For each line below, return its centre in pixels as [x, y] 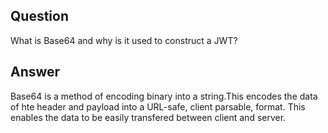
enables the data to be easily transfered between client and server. [148, 117]
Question [39, 16]
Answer [35, 72]
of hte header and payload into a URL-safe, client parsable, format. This [158, 106]
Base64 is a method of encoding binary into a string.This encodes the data [164, 96]
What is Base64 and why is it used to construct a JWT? [124, 40]
